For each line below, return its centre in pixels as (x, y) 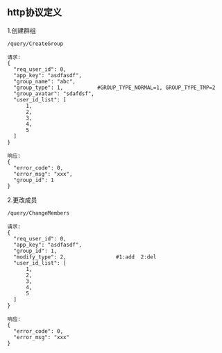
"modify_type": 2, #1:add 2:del (85, 257)
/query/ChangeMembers (39, 213)
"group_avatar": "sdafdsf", (54, 93)
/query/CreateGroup (35, 44)
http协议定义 (35, 13)
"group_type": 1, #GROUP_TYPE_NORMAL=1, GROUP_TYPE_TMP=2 (114, 88)
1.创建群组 (22, 31)
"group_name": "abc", (45, 81)
